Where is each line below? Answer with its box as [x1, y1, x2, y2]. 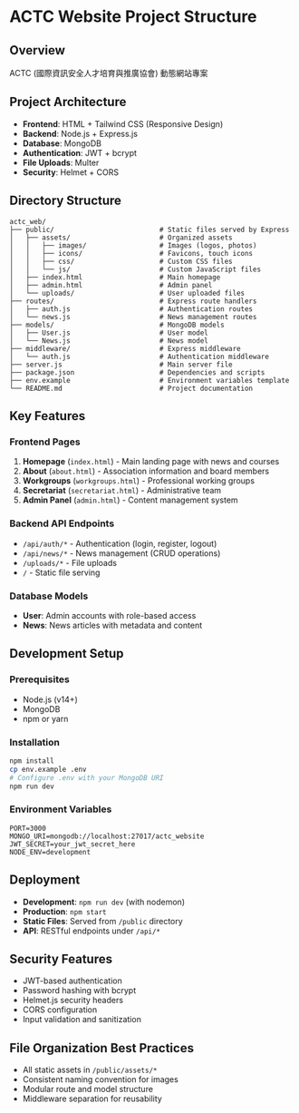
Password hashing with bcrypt [22, 985, 137, 996]
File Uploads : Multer [22, 157, 100, 168]
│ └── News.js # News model [9, 336, 208, 346]
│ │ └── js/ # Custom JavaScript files [9, 265, 261, 274]
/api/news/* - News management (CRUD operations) [22, 547, 221, 559]
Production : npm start [22, 905, 107, 917]
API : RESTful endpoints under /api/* [22, 925, 161, 936]
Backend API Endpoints [9, 517, 115, 530]
